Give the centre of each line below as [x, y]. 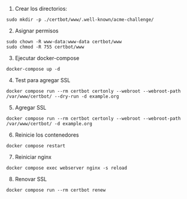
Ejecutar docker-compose [47, 58]
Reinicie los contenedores [47, 135]
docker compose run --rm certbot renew [56, 190]
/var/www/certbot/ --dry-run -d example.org [63, 97]
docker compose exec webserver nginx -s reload [67, 168]
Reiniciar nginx [33, 157]
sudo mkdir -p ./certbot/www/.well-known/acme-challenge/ [80, 20]
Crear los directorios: [41, 9]
